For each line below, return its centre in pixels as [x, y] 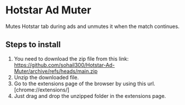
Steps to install [33, 45]
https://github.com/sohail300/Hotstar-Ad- [64, 65]
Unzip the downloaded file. [46, 77]
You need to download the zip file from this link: [71, 58]
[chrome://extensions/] [41, 90]
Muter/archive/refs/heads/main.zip [56, 71]
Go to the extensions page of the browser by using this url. [85, 83]
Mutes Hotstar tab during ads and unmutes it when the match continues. [92, 26]
